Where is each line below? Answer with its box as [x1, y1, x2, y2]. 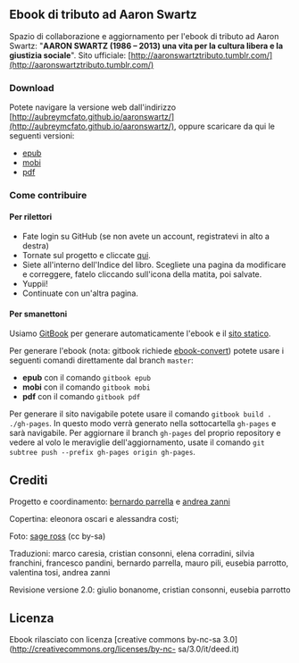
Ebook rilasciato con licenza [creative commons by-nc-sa [9, 634, 221, 645]
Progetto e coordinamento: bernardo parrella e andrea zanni [9, 496, 230, 508]
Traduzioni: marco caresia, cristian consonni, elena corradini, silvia [9, 549, 255, 559]
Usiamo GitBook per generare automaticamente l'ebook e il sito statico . [9, 328, 271, 339]
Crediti [9, 473, 48, 488]
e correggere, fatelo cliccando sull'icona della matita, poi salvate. [21, 269, 262, 280]
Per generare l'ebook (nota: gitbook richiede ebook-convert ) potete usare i [9, 346, 284, 357]
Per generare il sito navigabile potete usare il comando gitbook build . [9, 408, 272, 419]
